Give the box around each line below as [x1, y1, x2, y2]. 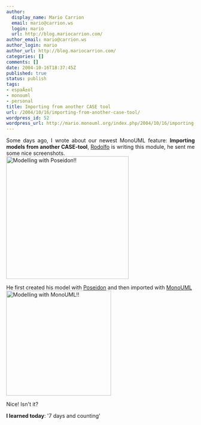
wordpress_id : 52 [6, 115, 50, 121]
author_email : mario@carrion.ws [6, 37, 87, 43]
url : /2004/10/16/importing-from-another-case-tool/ [6, 109, 141, 115]
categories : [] [6, 53, 44, 59]
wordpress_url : [6, 121, 44, 127]
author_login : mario [6, 43, 58, 49]
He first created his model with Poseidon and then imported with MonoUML [6, 284, 193, 291]
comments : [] [6, 59, 39, 65]
